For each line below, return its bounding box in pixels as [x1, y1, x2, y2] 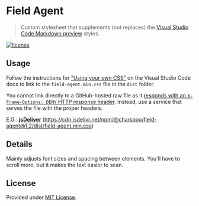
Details [6, 139, 33, 149]
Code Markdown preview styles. [20, 30, 100, 37]
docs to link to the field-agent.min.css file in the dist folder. [6, 80, 155, 87]
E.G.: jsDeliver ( [6, 116, 45, 123]
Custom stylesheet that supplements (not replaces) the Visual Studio [20, 24, 189, 31]
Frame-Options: [6, 99, 44, 105]
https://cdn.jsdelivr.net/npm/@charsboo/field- [44, 116, 157, 123]
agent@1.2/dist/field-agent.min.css [6, 122, 92, 129]
